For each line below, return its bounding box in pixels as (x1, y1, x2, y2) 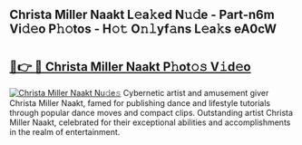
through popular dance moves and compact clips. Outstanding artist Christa (9, 108, 293, 118)
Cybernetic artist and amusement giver (122, 88, 269, 98)
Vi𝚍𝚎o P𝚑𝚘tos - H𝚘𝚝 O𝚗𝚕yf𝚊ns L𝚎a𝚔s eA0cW (9, 22, 278, 37)
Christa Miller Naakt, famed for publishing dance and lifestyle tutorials (9, 98, 270, 108)
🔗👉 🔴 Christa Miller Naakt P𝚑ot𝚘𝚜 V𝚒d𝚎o (9, 59, 251, 74)
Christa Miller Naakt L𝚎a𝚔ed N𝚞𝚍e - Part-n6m (9, 7, 275, 23)
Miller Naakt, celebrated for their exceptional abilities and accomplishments (9, 117, 291, 128)
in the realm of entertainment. (9, 127, 121, 137)
